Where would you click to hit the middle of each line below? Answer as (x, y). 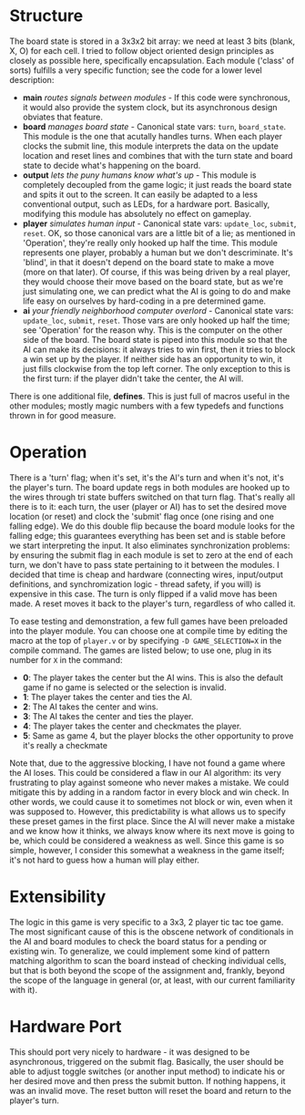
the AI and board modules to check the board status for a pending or (138, 941)
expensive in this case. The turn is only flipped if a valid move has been (143, 594)
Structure (46, 16)
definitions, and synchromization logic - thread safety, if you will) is (135, 583)
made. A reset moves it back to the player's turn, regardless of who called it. (152, 604)
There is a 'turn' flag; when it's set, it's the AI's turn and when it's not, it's (147, 477)
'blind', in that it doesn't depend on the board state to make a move (148, 262)
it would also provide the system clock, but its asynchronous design (150, 107)
